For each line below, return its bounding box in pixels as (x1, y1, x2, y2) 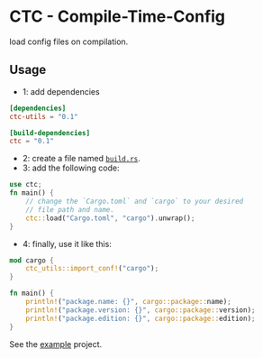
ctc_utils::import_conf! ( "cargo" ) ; (25, 264, 159, 273)
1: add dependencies (22, 86, 101, 96)
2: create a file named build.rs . (22, 153, 141, 164)
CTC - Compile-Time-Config (9, 6, 226, 27)
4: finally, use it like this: (22, 238, 113, 249)
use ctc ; (9, 180, 42, 189)
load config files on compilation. (9, 36, 129, 47)
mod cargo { (9, 255, 54, 265)
